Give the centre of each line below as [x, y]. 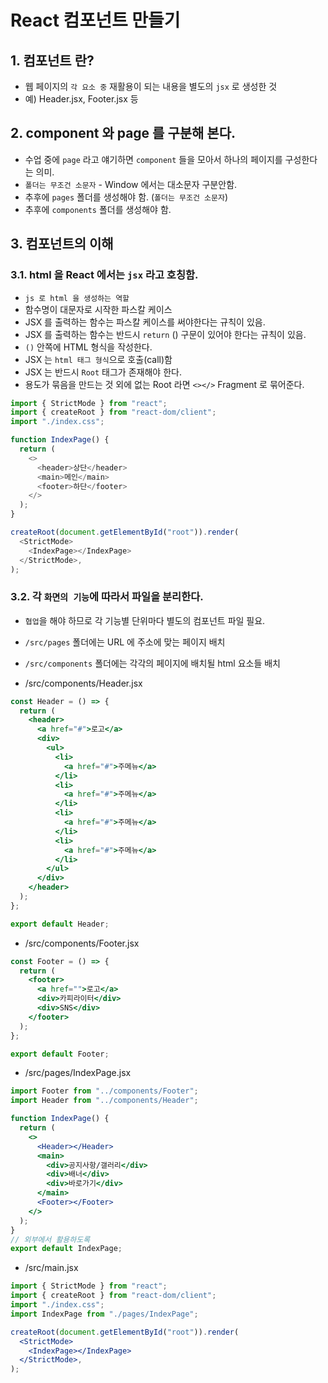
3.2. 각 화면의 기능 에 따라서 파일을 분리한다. [107, 597]
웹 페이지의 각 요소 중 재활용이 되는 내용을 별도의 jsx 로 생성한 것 [151, 86]
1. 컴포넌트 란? [52, 60]
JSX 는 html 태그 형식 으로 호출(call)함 [98, 359]
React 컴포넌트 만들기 [95, 20]
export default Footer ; [60, 1054]
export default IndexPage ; [66, 1249]
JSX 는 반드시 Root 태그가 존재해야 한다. [103, 372]
